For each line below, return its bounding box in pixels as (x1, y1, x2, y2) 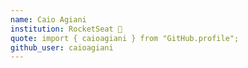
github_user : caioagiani (10, 42, 114, 53)
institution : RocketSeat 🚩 (10, 24, 123, 34)
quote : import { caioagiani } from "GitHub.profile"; (10, 33, 240, 43)
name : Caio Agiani (10, 14, 87, 25)
